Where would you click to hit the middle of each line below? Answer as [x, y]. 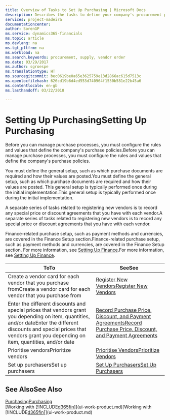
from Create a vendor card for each [49, 289]
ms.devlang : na [21, 43]
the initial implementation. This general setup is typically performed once [80, 192]
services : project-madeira [34, 19]
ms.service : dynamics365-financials [44, 34]
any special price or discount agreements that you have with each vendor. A [84, 213]
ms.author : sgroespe [27, 67]
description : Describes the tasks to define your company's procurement [83, 15]
